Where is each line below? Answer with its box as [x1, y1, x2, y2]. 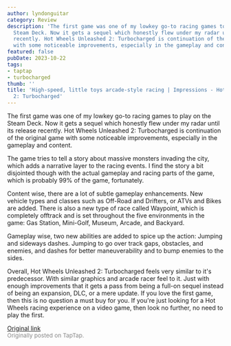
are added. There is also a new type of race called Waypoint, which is [7, 204, 204, 212]
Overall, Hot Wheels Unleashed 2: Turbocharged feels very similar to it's [7, 267, 212, 275]
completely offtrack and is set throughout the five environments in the [7, 211, 205, 220]
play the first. [7, 311, 45, 319]
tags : [7, 61, 23, 68]
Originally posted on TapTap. [7, 332, 85, 339]
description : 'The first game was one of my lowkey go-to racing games [7, 23, 217, 30]
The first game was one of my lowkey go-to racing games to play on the [7, 112, 212, 120]
